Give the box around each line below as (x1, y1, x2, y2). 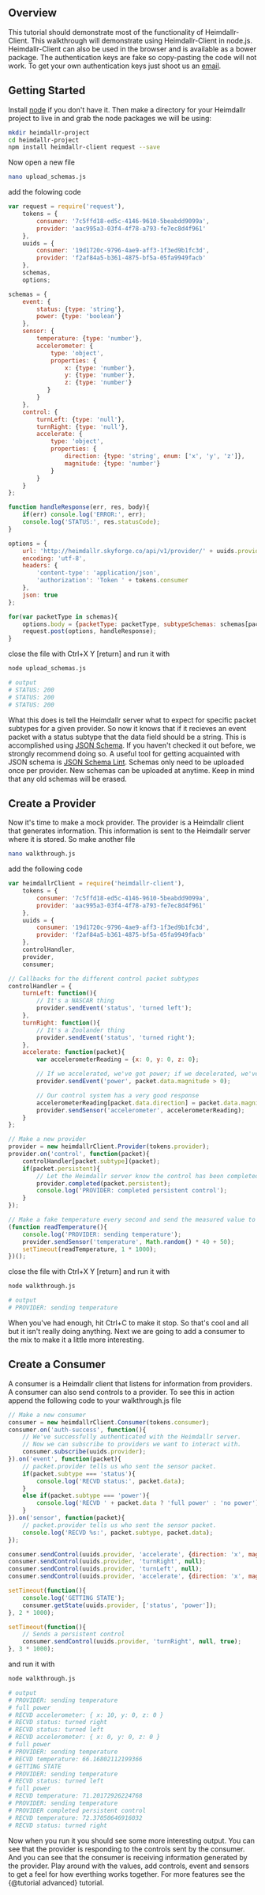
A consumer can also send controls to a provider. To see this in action (8, 1387, 235, 1397)
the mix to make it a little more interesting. (8, 1335, 144, 1344)
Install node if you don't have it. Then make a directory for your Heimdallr (8, 104, 246, 114)
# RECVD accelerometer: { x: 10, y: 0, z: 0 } (8, 1711, 164, 1719)
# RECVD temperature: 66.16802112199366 (8, 1755, 144, 1763)
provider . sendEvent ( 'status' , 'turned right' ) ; (36, 1033, 196, 1041)
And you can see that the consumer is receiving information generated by (8, 1852, 248, 1862)
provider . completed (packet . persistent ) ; (36, 1179, 171, 1188)
